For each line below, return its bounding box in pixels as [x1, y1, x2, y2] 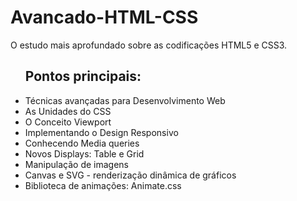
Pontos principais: [24, 68, 142, 85]
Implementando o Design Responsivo [24, 126, 179, 138]
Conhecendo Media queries [24, 137, 140, 149]
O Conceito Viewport [24, 116, 112, 128]
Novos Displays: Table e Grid [24, 147, 145, 160]
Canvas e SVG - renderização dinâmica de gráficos [24, 169, 237, 181]
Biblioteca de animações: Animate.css [24, 179, 182, 191]
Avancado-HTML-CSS [10, 6, 199, 29]
